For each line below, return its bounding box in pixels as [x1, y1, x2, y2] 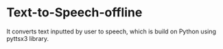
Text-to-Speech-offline [6, 5, 143, 20]
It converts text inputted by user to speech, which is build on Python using [6, 27, 217, 35]
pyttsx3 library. [6, 34, 49, 42]
